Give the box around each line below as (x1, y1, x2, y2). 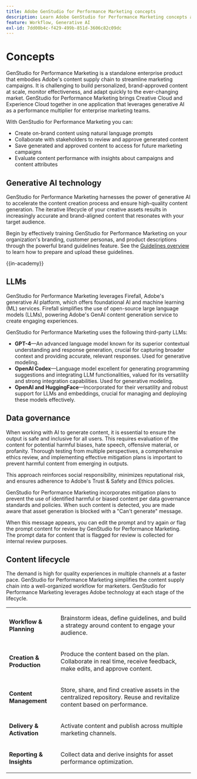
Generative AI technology (6, 178, 101, 188)
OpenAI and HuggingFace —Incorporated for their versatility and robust (14, 384, 188, 391)
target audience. (6, 218, 46, 225)
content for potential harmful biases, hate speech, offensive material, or (6, 441, 179, 448)
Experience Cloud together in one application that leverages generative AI (6, 101, 185, 108)
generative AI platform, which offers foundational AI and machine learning (6, 299, 185, 306)
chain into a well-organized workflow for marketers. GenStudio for (6, 582, 166, 590)
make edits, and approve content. (60, 665, 152, 673)
